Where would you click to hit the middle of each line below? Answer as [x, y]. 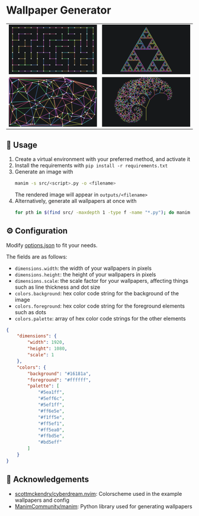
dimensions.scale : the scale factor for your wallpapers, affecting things [101, 280]
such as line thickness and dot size [57, 287]
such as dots [30, 312]
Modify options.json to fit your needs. [52, 245]
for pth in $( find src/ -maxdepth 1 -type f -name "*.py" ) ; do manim [102, 212]
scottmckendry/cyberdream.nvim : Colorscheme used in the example [98, 494]
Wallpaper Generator [59, 10]
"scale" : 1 [41, 355]
